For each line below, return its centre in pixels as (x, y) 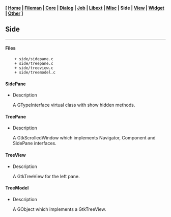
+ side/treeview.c (34, 68)
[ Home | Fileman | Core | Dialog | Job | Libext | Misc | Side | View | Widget (85, 8)
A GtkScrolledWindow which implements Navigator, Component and (84, 138)
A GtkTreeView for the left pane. (46, 176)
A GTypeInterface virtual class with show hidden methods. (74, 105)
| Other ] (14, 13)
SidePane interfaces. (35, 143)
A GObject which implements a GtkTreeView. (59, 209)
